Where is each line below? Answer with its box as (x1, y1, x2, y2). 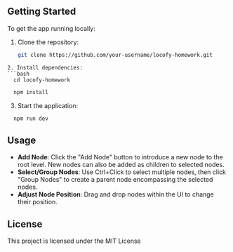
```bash (7, 70, 30, 77)
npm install (13, 88, 49, 95)
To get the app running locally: (7, 24, 96, 32)
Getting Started (7, 6, 76, 18)
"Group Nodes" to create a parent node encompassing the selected (17, 175, 213, 184)
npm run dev (13, 115, 49, 122)
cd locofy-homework (13, 77, 71, 84)
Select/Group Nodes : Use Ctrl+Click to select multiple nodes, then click (17, 168, 227, 176)
